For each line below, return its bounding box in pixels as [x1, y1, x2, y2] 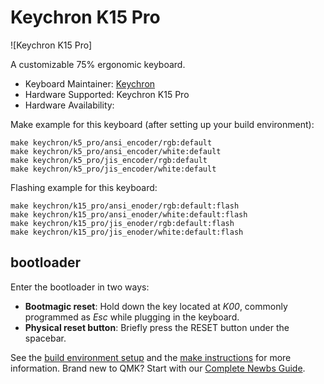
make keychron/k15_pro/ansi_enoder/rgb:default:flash [10, 201, 240, 211]
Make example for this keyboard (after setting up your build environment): [10, 118, 315, 130]
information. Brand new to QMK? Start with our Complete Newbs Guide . [10, 362, 306, 374]
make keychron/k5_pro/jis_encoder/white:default [10, 164, 217, 174]
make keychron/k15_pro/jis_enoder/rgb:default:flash [10, 218, 235, 228]
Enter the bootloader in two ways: [10, 281, 150, 293]
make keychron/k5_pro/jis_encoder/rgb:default [10, 155, 208, 165]
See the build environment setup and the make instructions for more [10, 351, 292, 363]
